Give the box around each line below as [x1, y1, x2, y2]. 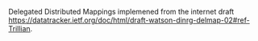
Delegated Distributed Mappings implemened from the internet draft [8, 7, 235, 16]
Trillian [8, 24, 31, 33]
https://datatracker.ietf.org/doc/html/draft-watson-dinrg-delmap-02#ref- [8, 15, 250, 25]
